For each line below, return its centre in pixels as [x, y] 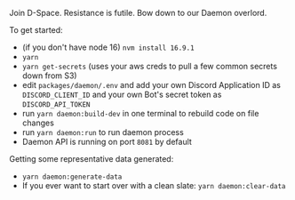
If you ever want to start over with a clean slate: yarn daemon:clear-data [154, 185]
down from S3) [49, 76]
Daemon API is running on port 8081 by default [107, 142]
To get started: [36, 30]
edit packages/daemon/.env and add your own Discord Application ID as [151, 85]
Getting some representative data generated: [92, 159]
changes [38, 123]
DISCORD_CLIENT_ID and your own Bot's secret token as [122, 94]
